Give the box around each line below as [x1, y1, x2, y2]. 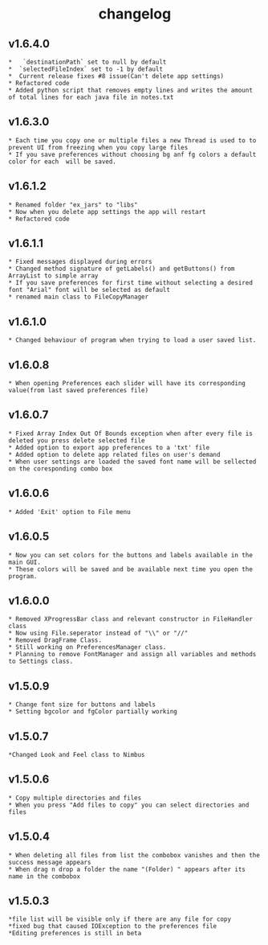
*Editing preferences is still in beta [8, 930, 142, 938]
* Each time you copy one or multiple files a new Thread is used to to [8, 136, 257, 145]
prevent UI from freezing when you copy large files [8, 143, 189, 151]
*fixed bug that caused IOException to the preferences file [8, 922, 217, 931]
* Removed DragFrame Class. [8, 636, 103, 644]
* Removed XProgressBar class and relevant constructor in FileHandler [8, 615, 253, 623]
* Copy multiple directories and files [8, 794, 142, 802]
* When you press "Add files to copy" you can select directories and [8, 801, 250, 809]
